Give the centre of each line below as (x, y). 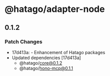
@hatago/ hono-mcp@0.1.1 (46, 68)
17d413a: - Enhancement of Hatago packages (58, 52)
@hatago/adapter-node (55, 9)
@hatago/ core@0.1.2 (41, 63)
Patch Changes (24, 42)
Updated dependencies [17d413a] (46, 58)
